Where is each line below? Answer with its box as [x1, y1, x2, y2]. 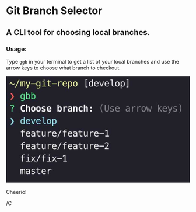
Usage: [6, 45, 27, 53]
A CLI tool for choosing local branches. [6, 27, 150, 37]
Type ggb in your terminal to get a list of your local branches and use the [6, 58, 180, 65]
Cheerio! [6, 188, 27, 195]
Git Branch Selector [6, 4, 103, 18]
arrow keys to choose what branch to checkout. [6, 64, 121, 71]
